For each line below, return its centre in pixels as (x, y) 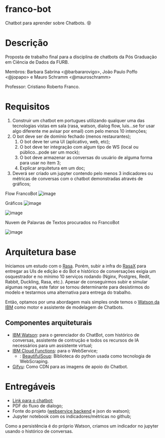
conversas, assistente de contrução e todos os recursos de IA (76, 340)
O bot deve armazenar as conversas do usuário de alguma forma (86, 157)
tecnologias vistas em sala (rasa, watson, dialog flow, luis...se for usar (83, 126)
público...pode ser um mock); (50, 152)
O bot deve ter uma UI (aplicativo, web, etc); (65, 141)
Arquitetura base (41, 252)
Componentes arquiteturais (49, 323)
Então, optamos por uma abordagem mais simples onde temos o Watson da (82, 302)
